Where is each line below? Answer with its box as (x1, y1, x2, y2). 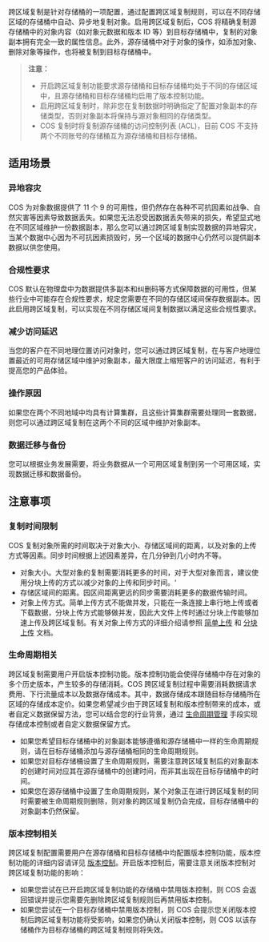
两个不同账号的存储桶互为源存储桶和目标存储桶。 (39, 131, 202, 140)
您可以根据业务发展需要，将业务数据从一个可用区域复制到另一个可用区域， (8, 459, 254, 468)
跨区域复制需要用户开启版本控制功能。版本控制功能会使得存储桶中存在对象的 (8, 669, 261, 679)
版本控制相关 (8, 828, 58, 839)
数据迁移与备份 (8, 439, 66, 451)
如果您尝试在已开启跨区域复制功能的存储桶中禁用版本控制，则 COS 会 (19, 885, 250, 895)
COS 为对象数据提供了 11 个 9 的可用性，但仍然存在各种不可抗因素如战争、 (8, 202, 254, 212)
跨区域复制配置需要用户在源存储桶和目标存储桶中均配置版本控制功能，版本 (8, 848, 254, 858)
